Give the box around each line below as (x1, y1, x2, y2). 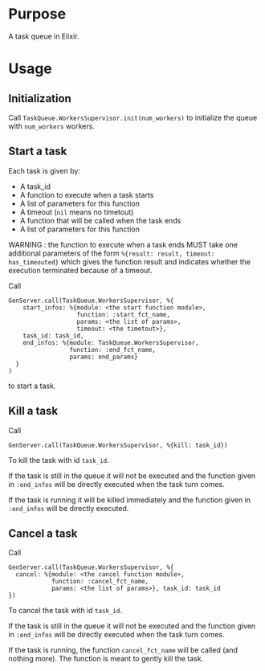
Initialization (8, 92, 72, 105)
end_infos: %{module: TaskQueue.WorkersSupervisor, (22, 338, 199, 346)
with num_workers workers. (8, 121, 95, 131)
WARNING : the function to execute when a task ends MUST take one (8, 239, 238, 249)
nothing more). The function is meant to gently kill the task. (8, 654, 204, 664)
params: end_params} (69, 353, 138, 361)
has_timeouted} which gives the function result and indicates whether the (8, 256, 251, 266)
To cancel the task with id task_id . (8, 606, 123, 616)
